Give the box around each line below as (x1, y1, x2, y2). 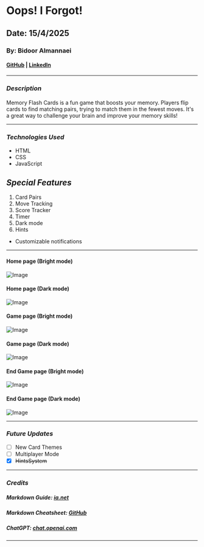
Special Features (6, 177, 72, 188)
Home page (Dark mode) (6, 285, 70, 293)
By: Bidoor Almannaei (6, 46, 72, 55)
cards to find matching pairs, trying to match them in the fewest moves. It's (6, 105, 194, 113)
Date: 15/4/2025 (6, 28, 70, 38)
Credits (6, 478, 29, 487)
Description (6, 84, 42, 92)
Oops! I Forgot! (6, 4, 83, 18)
